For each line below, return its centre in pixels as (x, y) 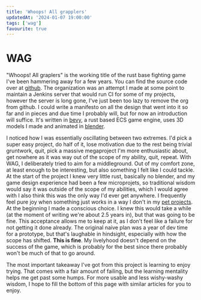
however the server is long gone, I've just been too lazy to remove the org (97, 101)
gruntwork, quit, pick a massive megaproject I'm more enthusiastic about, (97, 151)
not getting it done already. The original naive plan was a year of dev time (97, 228)
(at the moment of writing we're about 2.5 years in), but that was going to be (100, 215)
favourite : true (26, 29)
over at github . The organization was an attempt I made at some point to (95, 88)
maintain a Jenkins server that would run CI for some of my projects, (91, 95)
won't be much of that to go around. (51, 253)
